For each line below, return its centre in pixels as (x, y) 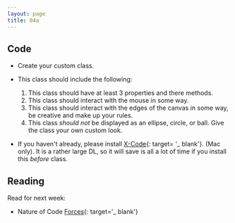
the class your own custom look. (75, 130)
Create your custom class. (56, 66)
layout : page (26, 14)
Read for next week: (36, 198)
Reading (26, 181)
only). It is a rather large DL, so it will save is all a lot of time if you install (122, 151)
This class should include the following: (75, 79)
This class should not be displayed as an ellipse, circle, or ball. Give (126, 123)
